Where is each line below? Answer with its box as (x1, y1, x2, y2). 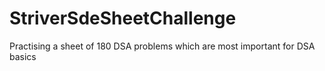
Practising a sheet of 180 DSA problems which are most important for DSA (9, 40, 316, 52)
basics (9, 50, 37, 62)
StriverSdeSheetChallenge (9, 7, 237, 30)
